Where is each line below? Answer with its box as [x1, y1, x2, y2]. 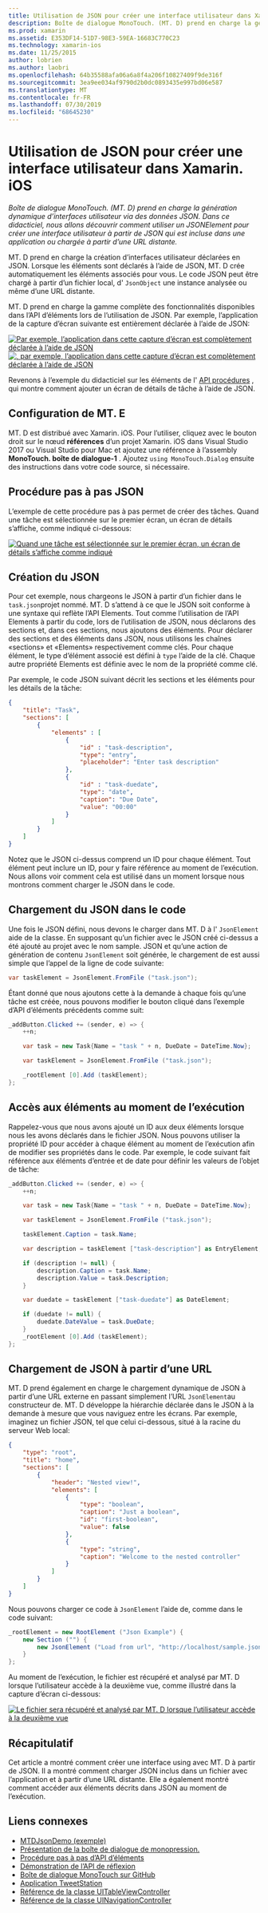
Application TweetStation [19, 1878, 103, 1887]
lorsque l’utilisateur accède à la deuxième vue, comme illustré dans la [8, 1681, 237, 1690]
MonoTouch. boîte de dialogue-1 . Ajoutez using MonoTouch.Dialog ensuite [8, 453, 255, 463]
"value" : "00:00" [79, 803, 137, 811]
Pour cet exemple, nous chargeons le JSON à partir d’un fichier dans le [8, 592, 242, 601]
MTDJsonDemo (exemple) [19, 1836, 107, 1845]
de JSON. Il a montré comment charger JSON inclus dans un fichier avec [8, 1766, 248, 1776]
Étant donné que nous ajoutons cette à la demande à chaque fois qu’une [8, 988, 246, 998]
